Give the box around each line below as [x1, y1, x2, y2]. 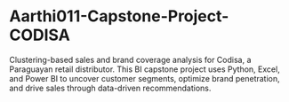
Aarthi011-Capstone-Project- [9, 6, 229, 27]
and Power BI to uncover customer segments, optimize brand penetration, [9, 73, 280, 83]
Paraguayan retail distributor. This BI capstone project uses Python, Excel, [9, 64, 280, 75]
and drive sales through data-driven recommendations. [9, 82, 212, 93]
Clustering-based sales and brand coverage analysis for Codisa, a [9, 54, 252, 65]
